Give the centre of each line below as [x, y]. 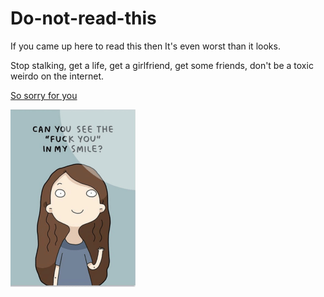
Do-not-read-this [83, 18]
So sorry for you [44, 95]
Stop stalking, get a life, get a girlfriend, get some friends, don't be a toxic [162, 65]
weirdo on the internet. [57, 76]
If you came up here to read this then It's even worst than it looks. [145, 46]
